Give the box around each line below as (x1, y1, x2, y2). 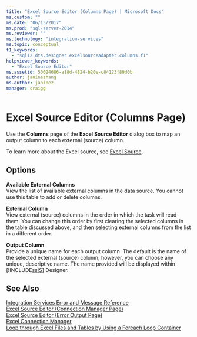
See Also (6, 284, 39, 294)
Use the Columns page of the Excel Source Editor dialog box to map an (6, 130, 181, 138)
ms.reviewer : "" (6, 31, 46, 37)
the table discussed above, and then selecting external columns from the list (6, 224, 191, 231)
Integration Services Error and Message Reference (6, 299, 129, 306)
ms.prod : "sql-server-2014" (6, 25, 75, 31)
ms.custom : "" (6, 14, 41, 20)
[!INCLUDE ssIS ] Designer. (6, 266, 69, 273)
